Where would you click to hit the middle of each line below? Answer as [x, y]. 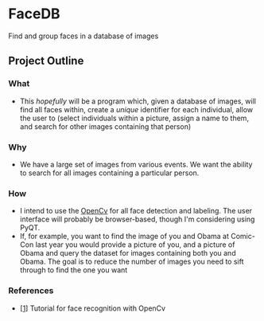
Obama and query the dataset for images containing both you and [128, 253]
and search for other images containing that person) [105, 126]
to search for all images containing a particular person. [109, 173]
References [31, 291]
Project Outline [46, 61]
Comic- [243, 237]
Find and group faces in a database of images [83, 36]
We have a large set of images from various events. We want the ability [136, 164]
